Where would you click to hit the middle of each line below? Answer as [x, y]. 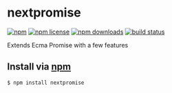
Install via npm [39, 67]
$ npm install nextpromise [46, 83]
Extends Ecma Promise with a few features [68, 45]
